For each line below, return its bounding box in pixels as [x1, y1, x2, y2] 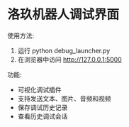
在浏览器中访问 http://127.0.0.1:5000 [17, 55, 122, 64]
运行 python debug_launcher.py [17, 46, 111, 55]
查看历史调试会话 [17, 111, 68, 121]
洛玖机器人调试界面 [7, 6, 120, 23]
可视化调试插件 [17, 85, 62, 94]
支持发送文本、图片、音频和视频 [17, 94, 111, 103]
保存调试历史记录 [17, 103, 68, 111]
